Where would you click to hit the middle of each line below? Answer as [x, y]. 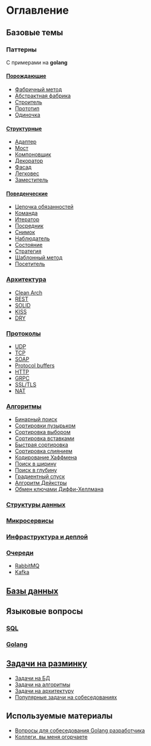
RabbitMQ [27, 566]
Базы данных [32, 591]
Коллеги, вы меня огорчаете [51, 736]
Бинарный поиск [36, 420]
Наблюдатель [32, 239]
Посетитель [30, 264]
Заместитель [32, 180]
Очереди [20, 553]
